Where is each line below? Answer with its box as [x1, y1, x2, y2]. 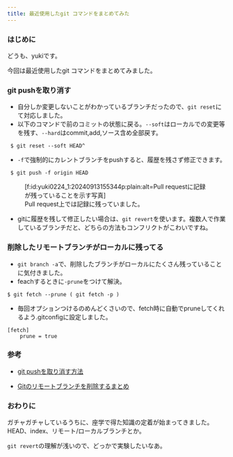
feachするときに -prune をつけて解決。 [17, 277, 126, 285]
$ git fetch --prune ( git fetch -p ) [7, 291, 120, 298]
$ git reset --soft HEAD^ [10, 143, 86, 150]
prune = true [19, 332, 58, 339]
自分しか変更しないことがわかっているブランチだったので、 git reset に [17, 102, 222, 111]
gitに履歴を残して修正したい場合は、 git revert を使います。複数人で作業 [17, 215, 226, 223]
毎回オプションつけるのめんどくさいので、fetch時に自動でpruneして [17, 304, 213, 312]
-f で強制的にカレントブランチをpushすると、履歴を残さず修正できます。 [17, 156, 226, 164]
